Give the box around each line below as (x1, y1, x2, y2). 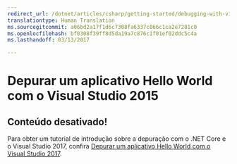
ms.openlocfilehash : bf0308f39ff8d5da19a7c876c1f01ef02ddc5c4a (7, 30, 197, 37)
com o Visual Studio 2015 (7, 88, 159, 104)
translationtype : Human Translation (7, 17, 115, 24)
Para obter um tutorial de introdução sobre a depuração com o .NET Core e (7, 134, 226, 143)
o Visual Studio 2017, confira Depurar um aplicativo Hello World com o (7, 142, 211, 151)
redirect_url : (7, 10, 49, 18)
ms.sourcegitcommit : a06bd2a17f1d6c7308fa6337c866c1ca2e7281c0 (7, 23, 197, 30)
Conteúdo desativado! (7, 115, 108, 127)
